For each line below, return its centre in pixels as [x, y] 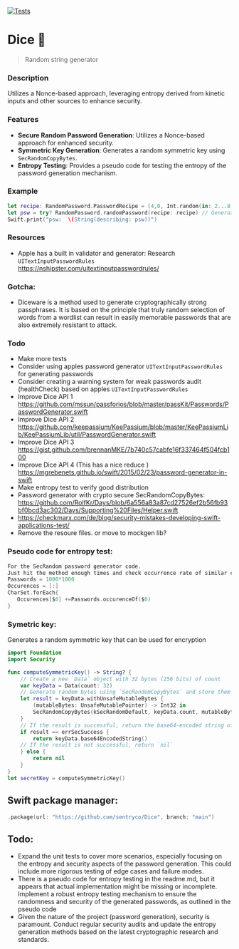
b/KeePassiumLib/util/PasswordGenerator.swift [87, 435]
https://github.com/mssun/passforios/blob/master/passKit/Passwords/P [123, 404]
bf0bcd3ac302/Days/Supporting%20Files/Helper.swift [98, 510]
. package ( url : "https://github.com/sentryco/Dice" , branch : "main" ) [111, 817]
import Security [31, 659]
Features [23, 120]
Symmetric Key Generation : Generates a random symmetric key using [121, 150]
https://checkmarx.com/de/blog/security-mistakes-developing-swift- [119, 518]
